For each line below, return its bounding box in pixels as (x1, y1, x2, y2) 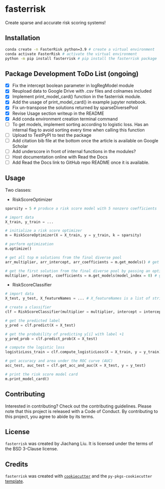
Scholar (12, 143, 28, 149)
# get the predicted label (5, 318, 60, 323)
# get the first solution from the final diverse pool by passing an (5, 268, 151, 273)
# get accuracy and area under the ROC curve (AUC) (5, 359, 113, 363)
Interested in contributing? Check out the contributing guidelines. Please (5, 403, 152, 409)
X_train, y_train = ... (5, 219, 54, 224)
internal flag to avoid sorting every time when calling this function (12, 127, 145, 133)
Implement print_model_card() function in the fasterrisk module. (12, 94, 141, 100)
